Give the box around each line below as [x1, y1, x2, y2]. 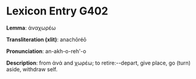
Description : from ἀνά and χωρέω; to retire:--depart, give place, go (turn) [6, 59, 191, 66]
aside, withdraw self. [6, 65, 58, 73]
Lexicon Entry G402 [6, 4, 109, 18]
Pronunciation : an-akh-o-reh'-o [6, 47, 86, 55]
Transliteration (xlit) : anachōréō [6, 36, 87, 43]
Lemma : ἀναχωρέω [6, 24, 56, 31]
